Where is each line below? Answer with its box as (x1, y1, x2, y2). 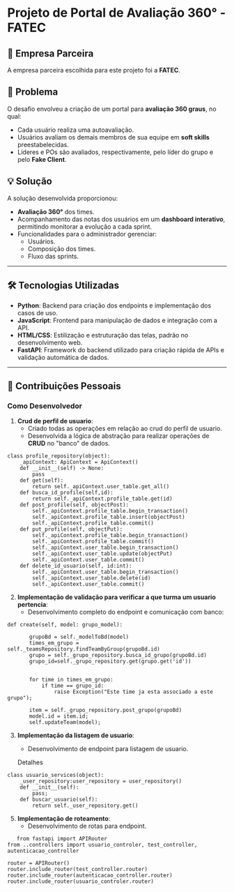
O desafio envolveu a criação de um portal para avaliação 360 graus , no (7, 105, 217, 113)
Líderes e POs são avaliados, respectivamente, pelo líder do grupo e (17, 148, 214, 156)
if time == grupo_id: (41, 682, 104, 690)
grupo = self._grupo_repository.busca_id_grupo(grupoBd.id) (29, 652, 208, 659)
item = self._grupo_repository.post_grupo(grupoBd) (29, 706, 182, 714)
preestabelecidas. (17, 140, 70, 149)
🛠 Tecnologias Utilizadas (7, 280, 120, 292)
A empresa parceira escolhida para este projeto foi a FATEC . (7, 66, 181, 74)
